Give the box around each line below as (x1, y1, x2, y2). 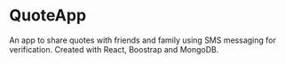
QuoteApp (9, 5, 87, 26)
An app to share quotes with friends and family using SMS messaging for (9, 35, 277, 45)
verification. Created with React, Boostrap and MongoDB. (9, 44, 219, 54)
